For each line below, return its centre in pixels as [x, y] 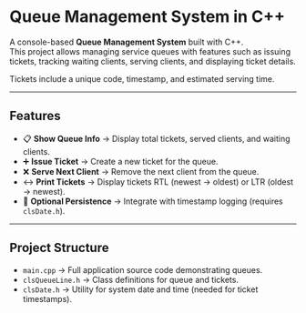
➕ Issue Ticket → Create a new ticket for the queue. [120, 161]
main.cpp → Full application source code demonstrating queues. [143, 269]
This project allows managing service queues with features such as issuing [150, 51]
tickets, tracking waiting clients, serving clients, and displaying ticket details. [153, 61]
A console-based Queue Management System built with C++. [127, 42]
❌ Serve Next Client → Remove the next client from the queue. [141, 171]
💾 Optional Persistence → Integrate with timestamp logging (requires [153, 201]
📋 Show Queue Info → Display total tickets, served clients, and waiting [156, 138]
